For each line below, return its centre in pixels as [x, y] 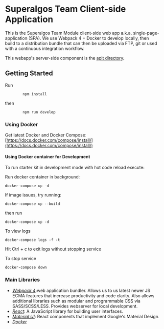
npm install [35, 94]
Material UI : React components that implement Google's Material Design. [86, 316]
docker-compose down [26, 267]
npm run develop [39, 112]
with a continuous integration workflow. [45, 48]
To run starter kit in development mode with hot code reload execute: [75, 168]
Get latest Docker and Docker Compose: [46, 135]
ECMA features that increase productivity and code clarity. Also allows [83, 296]
